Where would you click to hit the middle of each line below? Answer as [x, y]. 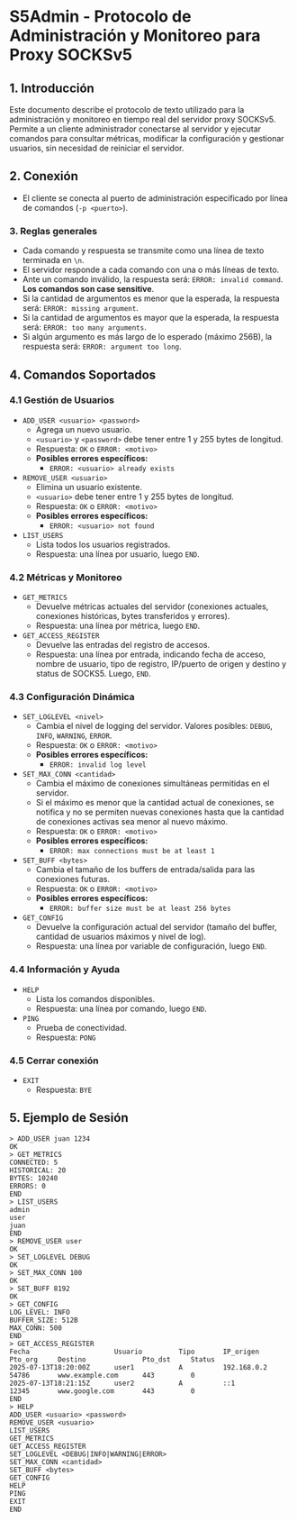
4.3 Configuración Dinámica [72, 697]
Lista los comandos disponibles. [95, 998]
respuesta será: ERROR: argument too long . [102, 346]
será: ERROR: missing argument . [81, 308]
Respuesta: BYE [64, 1089]
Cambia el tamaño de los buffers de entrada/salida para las [145, 870]
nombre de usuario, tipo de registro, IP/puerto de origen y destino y [161, 664]
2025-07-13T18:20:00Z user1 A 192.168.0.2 [139, 1367]
